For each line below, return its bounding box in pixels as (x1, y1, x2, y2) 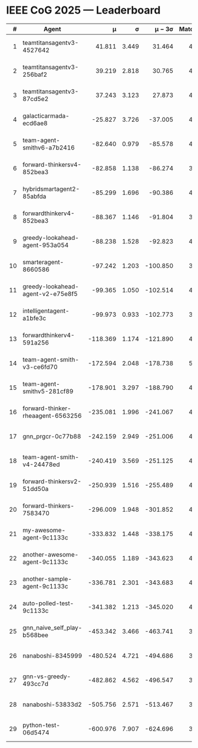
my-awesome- (22, 526, 66, 534)
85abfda (22, 192, 47, 200)
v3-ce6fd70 (22, 363, 58, 371)
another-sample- (22, 574, 72, 583)
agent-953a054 (22, 240, 69, 249)
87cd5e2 (22, 95, 49, 103)
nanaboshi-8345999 (22, 651, 82, 659)
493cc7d (22, 679, 49, 688)
